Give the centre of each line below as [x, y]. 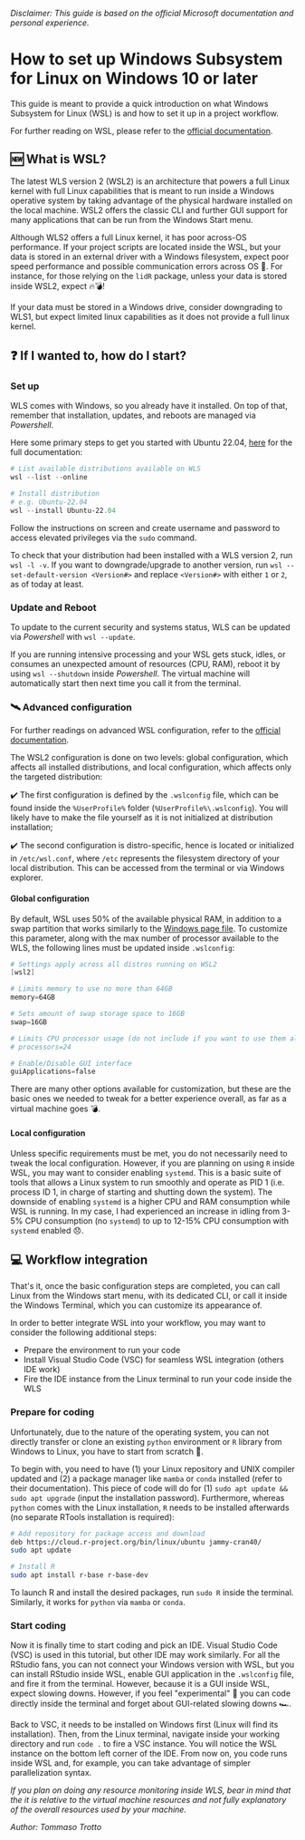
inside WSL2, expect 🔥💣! [57, 286]
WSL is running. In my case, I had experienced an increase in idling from [145, 1211]
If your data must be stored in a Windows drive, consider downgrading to [147, 306]
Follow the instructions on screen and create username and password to [145, 528]
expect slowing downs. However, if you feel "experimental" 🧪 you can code [151, 1693]
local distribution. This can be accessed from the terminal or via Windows [148, 868]
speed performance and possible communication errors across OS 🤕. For [147, 266]
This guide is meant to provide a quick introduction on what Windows [139, 103]
